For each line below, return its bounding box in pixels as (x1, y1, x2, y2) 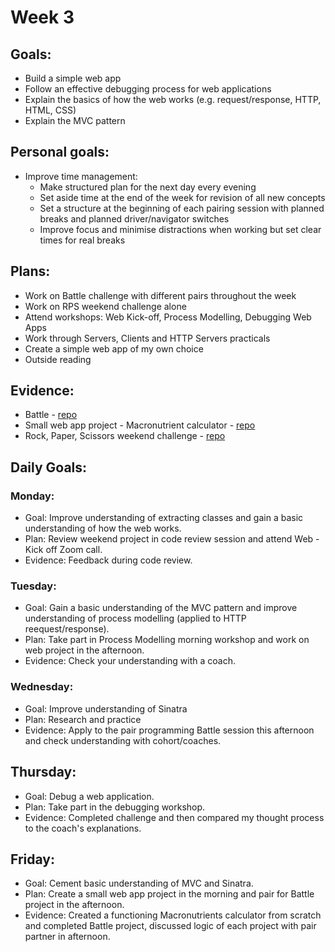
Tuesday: (10, 579, 57, 593)
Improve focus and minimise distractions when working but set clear (39, 223, 322, 235)
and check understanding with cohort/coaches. (24, 734, 222, 746)
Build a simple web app (24, 72, 122, 84)
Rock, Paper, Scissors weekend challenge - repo (24, 430, 226, 442)
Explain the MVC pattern (24, 115, 126, 126)
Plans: (10, 263, 51, 280)
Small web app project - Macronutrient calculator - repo (24, 419, 256, 431)
